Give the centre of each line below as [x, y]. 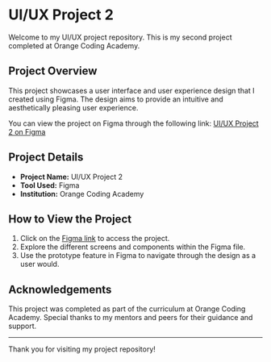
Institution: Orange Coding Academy [82, 193]
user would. [40, 264]
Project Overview [53, 71]
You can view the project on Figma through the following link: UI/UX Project [134, 123]
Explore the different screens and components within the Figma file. [133, 247]
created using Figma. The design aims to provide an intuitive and [116, 99]
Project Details [46, 158]
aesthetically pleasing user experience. [73, 107]
